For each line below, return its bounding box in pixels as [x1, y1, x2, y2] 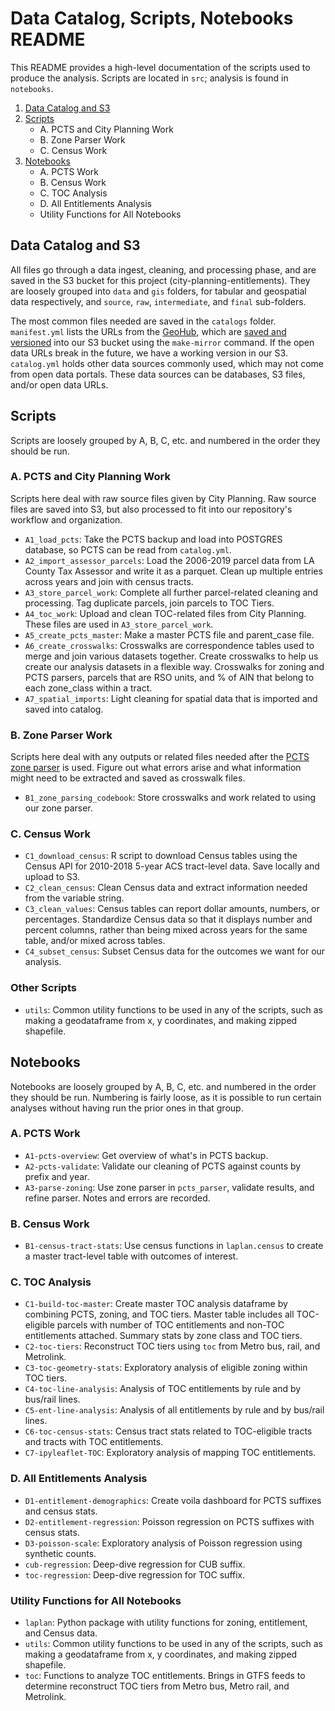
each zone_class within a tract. [24, 682, 153, 694]
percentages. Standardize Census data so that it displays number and [24, 913, 313, 926]
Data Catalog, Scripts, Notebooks [10, 7, 294, 30]
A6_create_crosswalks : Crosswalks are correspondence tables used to [24, 639, 315, 651]
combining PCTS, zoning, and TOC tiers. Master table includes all [24, 1308, 295, 1321]
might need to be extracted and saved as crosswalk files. [10, 772, 246, 784]
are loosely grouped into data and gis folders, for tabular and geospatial [10, 285, 307, 297]
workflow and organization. [10, 513, 123, 526]
